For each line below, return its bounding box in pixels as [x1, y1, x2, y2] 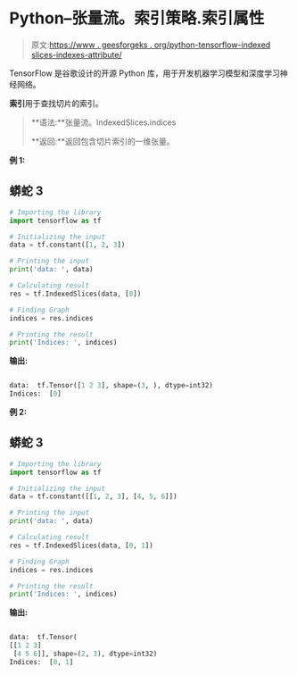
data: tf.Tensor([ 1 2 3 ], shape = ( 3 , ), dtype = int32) [9, 381, 214, 390]
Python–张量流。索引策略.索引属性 [9, 8, 265, 29]
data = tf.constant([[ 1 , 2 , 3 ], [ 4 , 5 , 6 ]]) [9, 492, 177, 501]
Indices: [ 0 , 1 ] [9, 657, 74, 666]
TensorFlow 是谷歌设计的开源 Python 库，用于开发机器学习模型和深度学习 [9, 68, 281, 79]
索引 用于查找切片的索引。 [9, 97, 103, 108]
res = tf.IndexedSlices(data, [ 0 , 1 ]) [9, 541, 153, 550]
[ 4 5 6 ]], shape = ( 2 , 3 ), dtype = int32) [12, 649, 158, 659]
